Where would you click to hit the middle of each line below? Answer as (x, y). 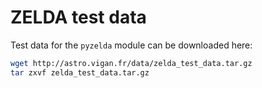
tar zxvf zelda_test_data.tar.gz (80, 72)
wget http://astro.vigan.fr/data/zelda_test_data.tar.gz (131, 63)
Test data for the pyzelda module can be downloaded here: (131, 45)
